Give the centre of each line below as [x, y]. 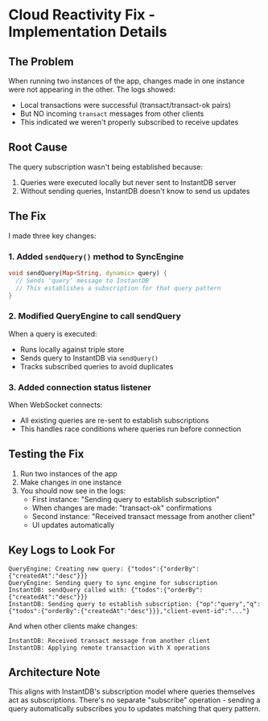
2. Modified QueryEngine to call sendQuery [95, 316]
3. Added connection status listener [80, 387]
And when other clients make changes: [73, 626]
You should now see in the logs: [73, 490]
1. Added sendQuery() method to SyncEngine [96, 257]
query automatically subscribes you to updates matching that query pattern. [134, 709]
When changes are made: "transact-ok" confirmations [122, 508]
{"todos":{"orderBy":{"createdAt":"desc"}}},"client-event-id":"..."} [129, 611]
